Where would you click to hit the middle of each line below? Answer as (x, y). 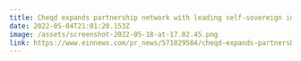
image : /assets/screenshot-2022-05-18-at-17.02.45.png (114, 34)
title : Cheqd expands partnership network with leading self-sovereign (146, 17)
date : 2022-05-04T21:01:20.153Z (69, 26)
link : (19, 43)
